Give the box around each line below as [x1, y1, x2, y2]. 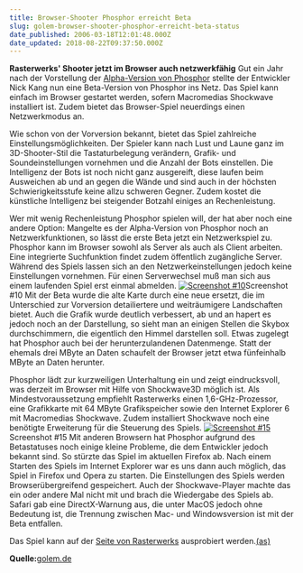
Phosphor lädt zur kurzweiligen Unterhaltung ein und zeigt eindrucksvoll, [9, 374, 280, 385]
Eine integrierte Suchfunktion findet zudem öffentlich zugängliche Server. [9, 252, 282, 263]
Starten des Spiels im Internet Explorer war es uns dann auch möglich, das [9, 461, 287, 472]
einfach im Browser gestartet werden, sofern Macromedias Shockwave [9, 92, 273, 103]
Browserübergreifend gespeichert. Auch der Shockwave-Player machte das [9, 480, 291, 491]
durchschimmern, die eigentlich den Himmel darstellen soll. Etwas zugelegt [9, 328, 289, 339]
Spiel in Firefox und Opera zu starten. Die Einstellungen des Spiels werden [9, 470, 286, 481]
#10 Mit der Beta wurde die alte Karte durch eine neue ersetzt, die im [9, 290, 265, 300]
